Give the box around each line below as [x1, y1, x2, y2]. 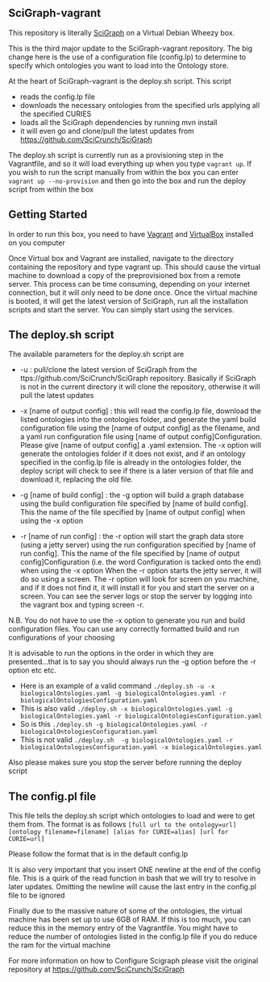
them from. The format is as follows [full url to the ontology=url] [8, 819, 237, 829]
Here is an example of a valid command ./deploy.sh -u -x [19, 681, 215, 691]
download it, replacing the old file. [19, 474, 134, 484]
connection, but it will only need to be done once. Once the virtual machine [8, 288, 258, 297]
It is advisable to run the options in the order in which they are [8, 648, 214, 658]
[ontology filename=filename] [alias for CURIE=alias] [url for [8, 828, 229, 836]
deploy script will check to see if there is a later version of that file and [19, 466, 254, 476]
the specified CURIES [19, 109, 92, 118]
